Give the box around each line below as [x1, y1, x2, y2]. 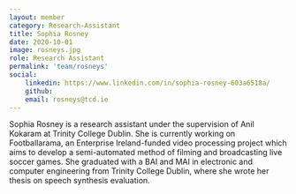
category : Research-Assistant [9, 21, 121, 30]
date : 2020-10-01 [9, 37, 73, 47]
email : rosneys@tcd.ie [25, 94, 109, 104]
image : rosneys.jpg [9, 46, 81, 55]
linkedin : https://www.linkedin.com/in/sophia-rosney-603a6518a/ [25, 78, 271, 87]
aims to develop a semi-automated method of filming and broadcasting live [9, 147, 283, 158]
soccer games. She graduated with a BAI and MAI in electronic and [9, 156, 254, 168]
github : [25, 86, 53, 95]
